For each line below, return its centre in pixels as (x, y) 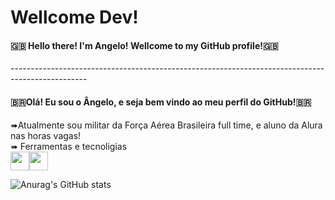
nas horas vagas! (46, 135)
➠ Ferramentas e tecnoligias (69, 146)
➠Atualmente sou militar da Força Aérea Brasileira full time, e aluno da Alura (166, 125)
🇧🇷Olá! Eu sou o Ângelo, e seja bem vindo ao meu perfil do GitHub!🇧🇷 (161, 102)
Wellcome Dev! (74, 17)
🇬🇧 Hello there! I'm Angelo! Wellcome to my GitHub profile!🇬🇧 (144, 45)
